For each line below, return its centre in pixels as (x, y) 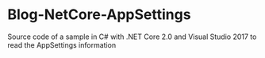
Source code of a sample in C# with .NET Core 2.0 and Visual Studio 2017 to (132, 37)
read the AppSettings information (62, 44)
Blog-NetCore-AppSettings (99, 15)
